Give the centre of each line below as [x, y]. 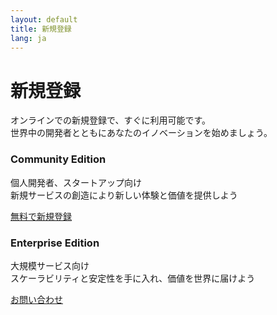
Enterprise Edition [55, 243]
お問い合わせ [36, 299]
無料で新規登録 [41, 216]
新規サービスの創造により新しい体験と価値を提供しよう [124, 195]
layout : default [44, 19]
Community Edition [58, 159]
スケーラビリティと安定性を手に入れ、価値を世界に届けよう [133, 278]
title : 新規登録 [41, 29]
